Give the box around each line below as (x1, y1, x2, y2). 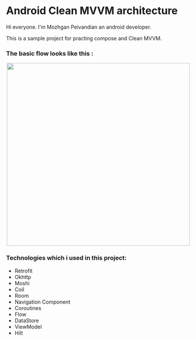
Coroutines (14, 304, 42, 311)
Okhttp (14, 273, 32, 280)
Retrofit (14, 267, 33, 274)
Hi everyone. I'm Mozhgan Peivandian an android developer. (6, 23, 152, 30)
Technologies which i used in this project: (6, 254, 127, 262)
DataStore (14, 317, 39, 324)
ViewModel (14, 323, 42, 330)
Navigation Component (14, 298, 71, 305)
